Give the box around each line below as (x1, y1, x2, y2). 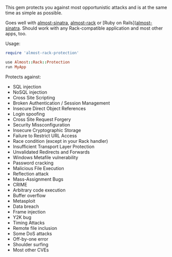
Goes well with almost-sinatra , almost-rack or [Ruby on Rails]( (5, 20, 137, 26)
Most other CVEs (12, 247, 49, 253)
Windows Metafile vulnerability (12, 154, 79, 160)
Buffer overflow (12, 192, 46, 199)
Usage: (5, 40, 21, 47)
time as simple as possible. (5, 10, 63, 16)
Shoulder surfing (12, 241, 49, 247)
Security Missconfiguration (12, 121, 70, 127)
